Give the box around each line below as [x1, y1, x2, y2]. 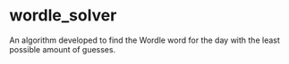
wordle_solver [9, 5, 117, 26]
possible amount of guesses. [9, 44, 116, 54]
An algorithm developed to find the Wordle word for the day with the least [9, 35, 280, 45]
